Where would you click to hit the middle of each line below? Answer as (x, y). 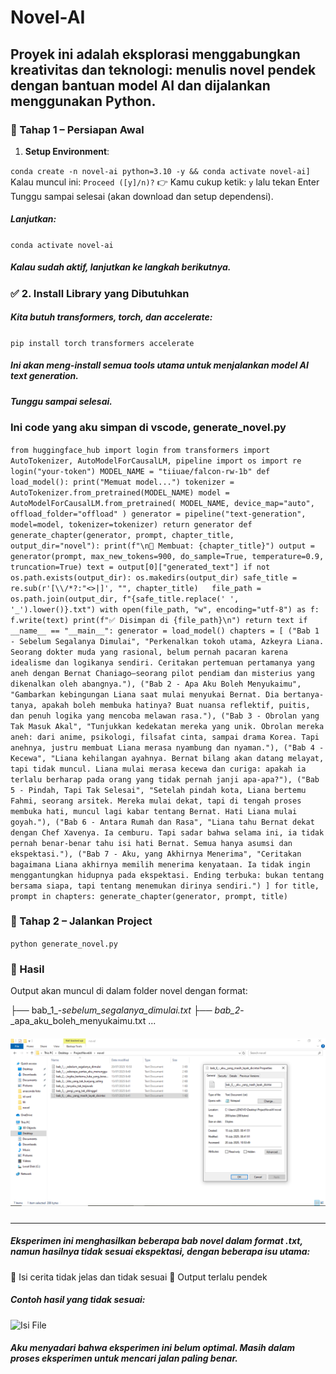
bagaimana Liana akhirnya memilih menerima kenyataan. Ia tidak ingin (160, 864)
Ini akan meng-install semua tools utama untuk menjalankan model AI (159, 365)
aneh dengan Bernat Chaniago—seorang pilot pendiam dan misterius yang (162, 673)
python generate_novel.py (64, 944)
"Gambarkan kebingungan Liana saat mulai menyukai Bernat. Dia (145, 694)
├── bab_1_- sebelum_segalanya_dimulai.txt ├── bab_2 (125, 1010)
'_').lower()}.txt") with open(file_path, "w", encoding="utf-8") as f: (165, 609)
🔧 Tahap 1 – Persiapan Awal (77, 129)
